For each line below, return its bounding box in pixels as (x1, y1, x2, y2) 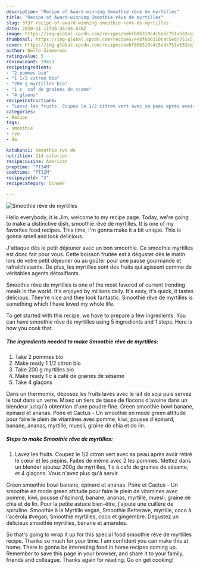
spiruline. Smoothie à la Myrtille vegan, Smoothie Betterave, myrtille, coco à (6, 506, 192, 513)
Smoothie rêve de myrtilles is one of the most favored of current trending (6, 281, 186, 288)
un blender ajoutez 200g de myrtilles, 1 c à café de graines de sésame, (14, 463, 189, 470)
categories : (6, 109, 36, 115)
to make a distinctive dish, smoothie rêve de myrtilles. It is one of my (6, 220, 174, 227)
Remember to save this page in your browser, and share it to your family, (6, 550, 184, 557)
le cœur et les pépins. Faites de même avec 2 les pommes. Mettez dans (14, 457, 192, 464)
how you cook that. (6, 324, 54, 331)
